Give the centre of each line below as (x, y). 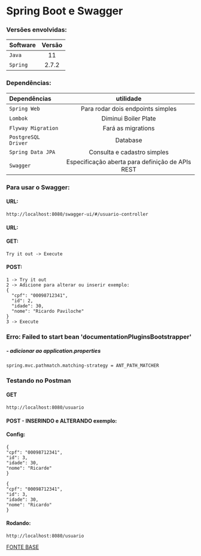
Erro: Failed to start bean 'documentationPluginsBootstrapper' (99, 337)
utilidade (129, 98)
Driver (19, 143)
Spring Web (25, 108)
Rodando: (19, 523)
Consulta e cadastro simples (129, 152)
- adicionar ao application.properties (54, 351)
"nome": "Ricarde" (29, 468)
